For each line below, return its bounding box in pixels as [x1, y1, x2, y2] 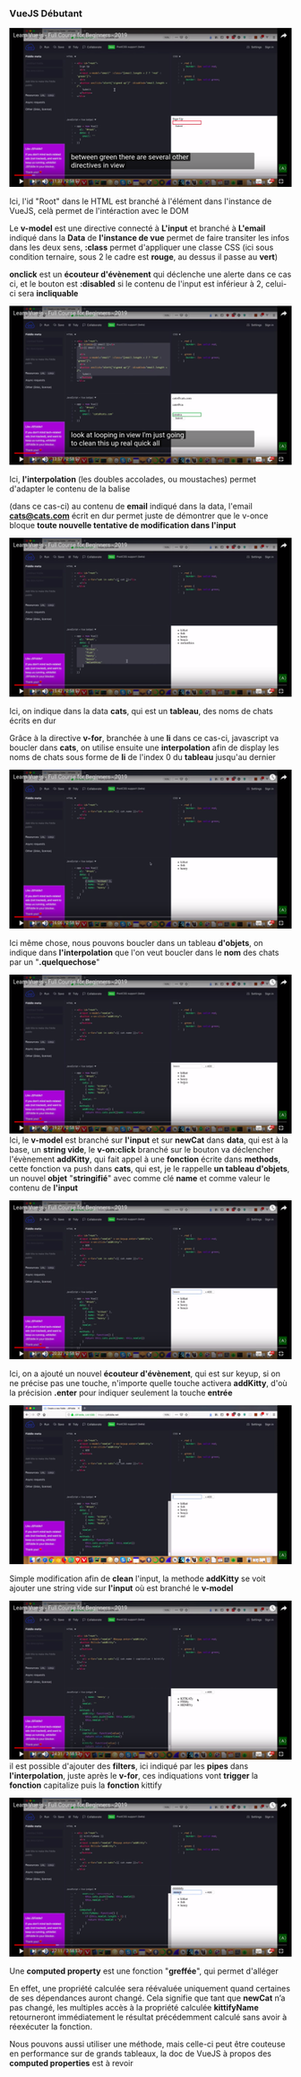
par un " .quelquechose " [9, 957, 100, 968]
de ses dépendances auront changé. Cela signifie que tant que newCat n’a [9, 1993, 286, 2003]
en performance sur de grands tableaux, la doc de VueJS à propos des [9, 2048, 271, 2059]
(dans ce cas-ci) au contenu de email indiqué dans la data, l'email [9, 501, 253, 512]
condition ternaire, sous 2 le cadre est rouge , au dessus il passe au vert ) [9, 252, 279, 262]
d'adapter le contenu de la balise [9, 483, 131, 494]
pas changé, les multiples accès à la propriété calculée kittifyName [9, 2002, 259, 2013]
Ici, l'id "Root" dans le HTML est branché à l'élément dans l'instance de [9, 196, 272, 207]
